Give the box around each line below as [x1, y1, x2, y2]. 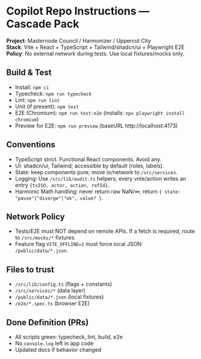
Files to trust [6, 264, 55, 274]
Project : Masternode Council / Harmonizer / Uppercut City [6, 37, 152, 44]
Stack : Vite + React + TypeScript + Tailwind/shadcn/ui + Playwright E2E [6, 44, 185, 51]
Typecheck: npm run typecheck [14, 89, 92, 97]
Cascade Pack [6, 17, 79, 31]
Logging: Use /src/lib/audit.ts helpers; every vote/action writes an [14, 175, 187, 182]
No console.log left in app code [14, 340, 94, 347]
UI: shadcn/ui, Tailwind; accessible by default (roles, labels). [14, 162, 164, 169]
